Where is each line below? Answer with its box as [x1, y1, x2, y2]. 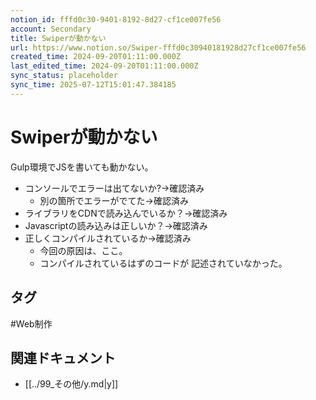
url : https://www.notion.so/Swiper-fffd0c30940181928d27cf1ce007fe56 [10, 42, 307, 53]
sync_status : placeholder [10, 71, 118, 81]
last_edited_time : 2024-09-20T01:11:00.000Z [10, 61, 199, 71]
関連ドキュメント [10, 349, 116, 366]
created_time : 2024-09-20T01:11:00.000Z [10, 52, 182, 62]
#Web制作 [10, 317, 53, 330]
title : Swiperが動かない [10, 33, 107, 43]
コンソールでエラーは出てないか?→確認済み [24, 182, 205, 194]
